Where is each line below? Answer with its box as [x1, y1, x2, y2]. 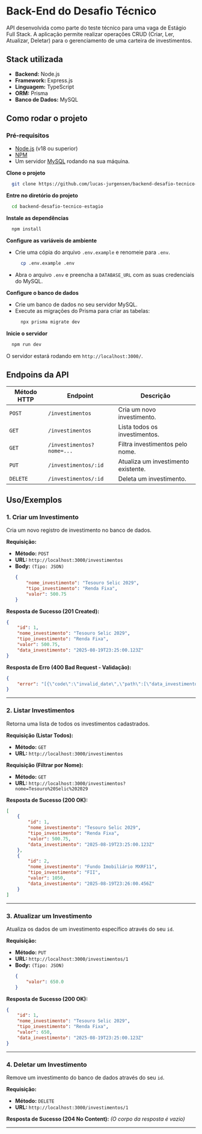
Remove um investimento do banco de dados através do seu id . [6, 1074, 165, 1081]
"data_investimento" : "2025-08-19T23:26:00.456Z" [28, 880, 155, 887]
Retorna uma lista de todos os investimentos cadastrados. [6, 720, 150, 727]
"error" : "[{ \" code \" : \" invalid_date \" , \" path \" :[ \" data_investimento [17, 681, 198, 687]
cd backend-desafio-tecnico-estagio [11, 203, 103, 210]
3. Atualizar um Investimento [6, 911, 92, 920]
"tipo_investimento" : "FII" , [28, 869, 101, 876]
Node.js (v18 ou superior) [14, 145, 78, 152]
